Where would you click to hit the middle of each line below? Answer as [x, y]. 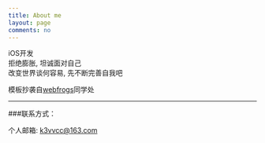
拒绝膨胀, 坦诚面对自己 [45, 63]
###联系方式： [32, 114]
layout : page [30, 23]
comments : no [30, 30]
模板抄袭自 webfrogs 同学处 [51, 90]
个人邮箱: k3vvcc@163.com [53, 130]
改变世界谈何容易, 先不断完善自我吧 [65, 73]
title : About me [35, 15]
